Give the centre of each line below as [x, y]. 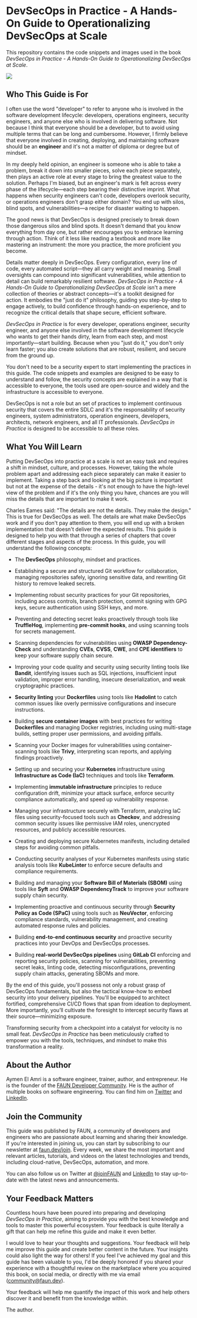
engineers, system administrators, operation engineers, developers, [88, 416]
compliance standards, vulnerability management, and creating [91, 919]
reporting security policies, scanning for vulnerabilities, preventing [95, 961]
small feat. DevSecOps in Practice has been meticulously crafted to [88, 1034]
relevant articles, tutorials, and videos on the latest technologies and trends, [98, 1156]
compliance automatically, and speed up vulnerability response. [92, 799]
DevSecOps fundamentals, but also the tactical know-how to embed [89, 991]
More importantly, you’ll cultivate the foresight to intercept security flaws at [97, 1010]
